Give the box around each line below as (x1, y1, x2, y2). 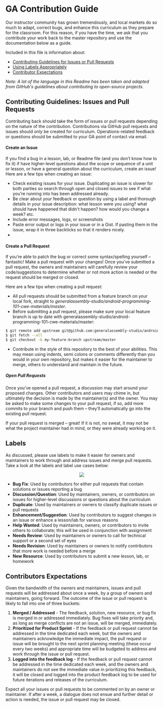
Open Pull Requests (5, 372, 46, 379)
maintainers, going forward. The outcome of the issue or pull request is (5, 595, 147, 601)
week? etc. (12, 211, 34, 217)
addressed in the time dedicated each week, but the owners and (12, 630, 141, 636)
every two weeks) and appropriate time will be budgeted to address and (12, 646, 156, 652)
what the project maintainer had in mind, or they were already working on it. (5, 425, 157, 431)
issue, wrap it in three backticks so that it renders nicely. (12, 226, 125, 232)
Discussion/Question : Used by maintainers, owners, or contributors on (12, 491, 155, 497)
